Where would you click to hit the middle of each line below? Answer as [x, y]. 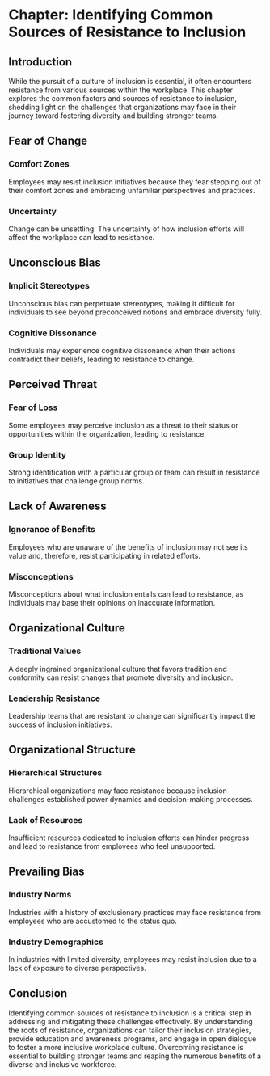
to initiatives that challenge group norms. [76, 481]
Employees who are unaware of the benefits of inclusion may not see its [128, 546]
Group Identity [38, 454]
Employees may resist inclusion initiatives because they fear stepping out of [135, 181]
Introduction [40, 62]
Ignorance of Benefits [52, 530]
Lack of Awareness [57, 506]
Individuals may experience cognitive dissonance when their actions [122, 350]
